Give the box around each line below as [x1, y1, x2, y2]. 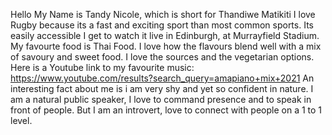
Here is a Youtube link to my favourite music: [10, 62, 195, 73]
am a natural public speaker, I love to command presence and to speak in [10, 94, 312, 105]
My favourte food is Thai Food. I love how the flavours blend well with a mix [10, 40, 322, 52]
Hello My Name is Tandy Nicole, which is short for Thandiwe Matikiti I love [10, 9, 316, 20]
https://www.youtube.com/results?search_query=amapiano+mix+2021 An [10, 72, 315, 84]
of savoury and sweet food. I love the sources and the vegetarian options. [10, 51, 315, 63]
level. [10, 115, 33, 126]
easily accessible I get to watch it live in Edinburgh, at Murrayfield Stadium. [10, 30, 320, 41]
